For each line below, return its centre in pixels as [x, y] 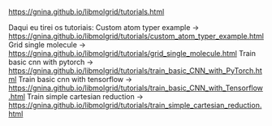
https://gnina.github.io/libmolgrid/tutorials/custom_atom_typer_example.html [136, 36]
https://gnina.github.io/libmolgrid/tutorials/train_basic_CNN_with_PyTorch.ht [135, 71]
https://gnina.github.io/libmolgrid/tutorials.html [86, 12]
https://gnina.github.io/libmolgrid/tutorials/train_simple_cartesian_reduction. [135, 105]
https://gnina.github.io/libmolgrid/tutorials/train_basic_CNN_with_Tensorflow [136, 88]
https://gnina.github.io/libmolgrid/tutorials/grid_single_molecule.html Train [132, 53]
